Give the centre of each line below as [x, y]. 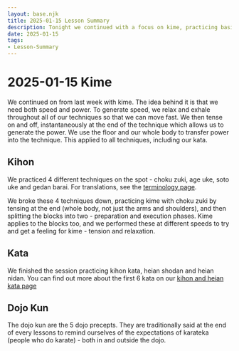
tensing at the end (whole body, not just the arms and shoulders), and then [117, 208]
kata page [22, 285]
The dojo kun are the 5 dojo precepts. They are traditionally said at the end [117, 325]
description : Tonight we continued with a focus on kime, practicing [113, 27]
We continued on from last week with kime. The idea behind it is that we [113, 102]
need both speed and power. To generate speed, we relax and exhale [109, 109]
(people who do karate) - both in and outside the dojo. [87, 340]
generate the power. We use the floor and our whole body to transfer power [118, 132]
